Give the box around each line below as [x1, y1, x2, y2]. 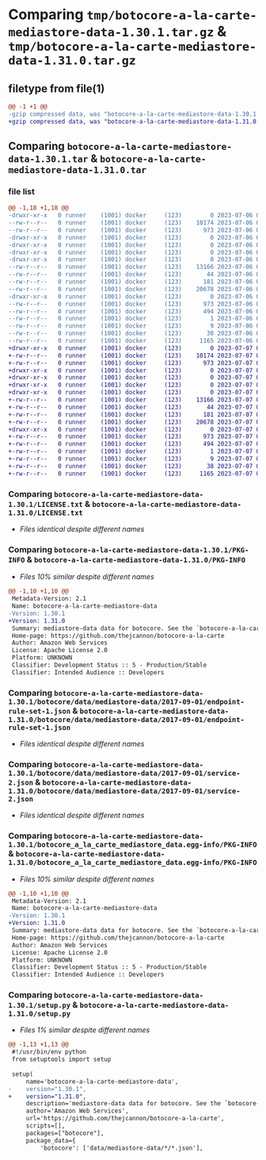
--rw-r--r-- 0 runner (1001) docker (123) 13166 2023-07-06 [8, 263, 253, 271]
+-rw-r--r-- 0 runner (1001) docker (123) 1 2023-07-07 [8, 447, 253, 455]
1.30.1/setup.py [8, 1001, 71, 1010]
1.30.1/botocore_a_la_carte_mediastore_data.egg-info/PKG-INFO [8, 840, 257, 850]
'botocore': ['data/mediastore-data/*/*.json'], [40, 1144, 203, 1152]
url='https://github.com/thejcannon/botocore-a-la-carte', [25, 1115, 225, 1123]
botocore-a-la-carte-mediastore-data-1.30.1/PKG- [54, 545, 249, 555]
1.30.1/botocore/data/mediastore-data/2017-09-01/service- [8, 769, 241, 778]
